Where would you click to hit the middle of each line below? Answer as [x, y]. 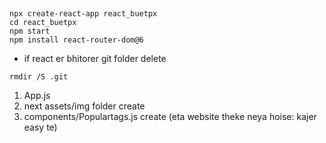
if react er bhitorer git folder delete [95, 59]
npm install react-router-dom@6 [76, 40]
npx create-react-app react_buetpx [83, 14]
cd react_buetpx [43, 23]
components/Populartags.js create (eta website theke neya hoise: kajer [170, 117]
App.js [37, 96]
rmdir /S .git [39, 77]
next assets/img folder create [84, 106]
